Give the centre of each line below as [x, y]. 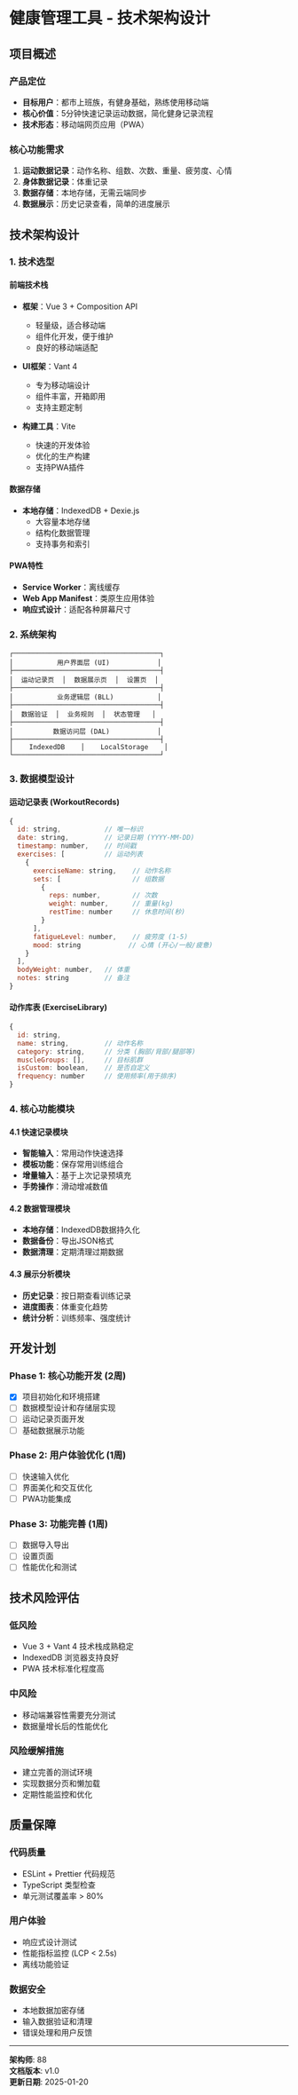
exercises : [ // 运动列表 [80, 854]
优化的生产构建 [63, 456]
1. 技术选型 [32, 262]
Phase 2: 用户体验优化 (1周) [68, 1455]
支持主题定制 [59, 407]
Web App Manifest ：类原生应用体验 [88, 598]
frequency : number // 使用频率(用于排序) [97, 1076]
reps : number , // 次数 [103, 896]
